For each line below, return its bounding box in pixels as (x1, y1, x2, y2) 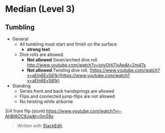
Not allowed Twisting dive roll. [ (27, 67, 92, 73)
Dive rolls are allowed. (19, 52, 65, 57)
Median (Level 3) (5, 3, 75, 15)
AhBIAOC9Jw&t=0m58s (5, 113, 54, 119)
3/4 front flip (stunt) (5, 108, 45, 114)
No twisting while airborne (19, 99, 73, 104)
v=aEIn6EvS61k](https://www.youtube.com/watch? (27, 73, 130, 78)
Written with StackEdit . (17, 123, 64, 129)
